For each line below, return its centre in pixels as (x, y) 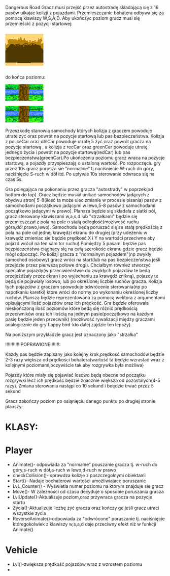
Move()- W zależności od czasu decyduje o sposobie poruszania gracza (88, 492)
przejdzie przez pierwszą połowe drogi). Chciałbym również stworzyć (78, 265)
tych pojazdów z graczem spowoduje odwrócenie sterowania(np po (76, 287)
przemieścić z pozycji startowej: (39, 23)
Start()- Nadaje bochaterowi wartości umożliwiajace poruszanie (79, 481)
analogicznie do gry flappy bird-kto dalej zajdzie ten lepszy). (69, 325)
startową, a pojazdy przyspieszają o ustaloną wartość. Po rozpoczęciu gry (83, 163)
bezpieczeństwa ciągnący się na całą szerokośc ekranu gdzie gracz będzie (84, 249)
